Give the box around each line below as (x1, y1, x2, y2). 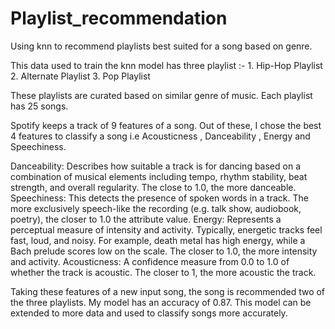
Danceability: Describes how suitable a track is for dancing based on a (10, 160, 301, 172)
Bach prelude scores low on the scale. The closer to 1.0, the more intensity (10, 245, 318, 257)
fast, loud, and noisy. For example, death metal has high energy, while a (10, 234, 306, 246)
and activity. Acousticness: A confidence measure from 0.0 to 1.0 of (10, 255, 290, 267)
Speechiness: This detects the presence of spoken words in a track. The (10, 192, 309, 204)
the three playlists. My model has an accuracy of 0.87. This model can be (10, 296, 312, 308)
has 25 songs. (10, 100, 69, 112)
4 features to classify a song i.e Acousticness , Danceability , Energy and (10, 130, 311, 142)
